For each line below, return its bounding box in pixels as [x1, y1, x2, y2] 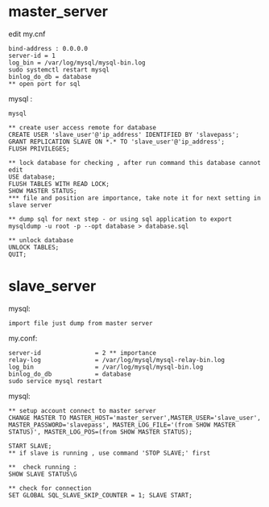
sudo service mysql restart [8, 377, 103, 385]
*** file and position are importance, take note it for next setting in [8, 194, 262, 202]
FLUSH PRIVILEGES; [8, 144, 70, 153]
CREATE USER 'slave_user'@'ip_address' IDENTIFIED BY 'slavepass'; [8, 130, 240, 138]
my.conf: [8, 333, 38, 343]
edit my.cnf [8, 29, 46, 39]
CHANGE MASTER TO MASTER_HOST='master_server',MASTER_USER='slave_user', [8, 414, 262, 422]
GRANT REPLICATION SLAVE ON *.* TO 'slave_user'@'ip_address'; [8, 138, 226, 146]
